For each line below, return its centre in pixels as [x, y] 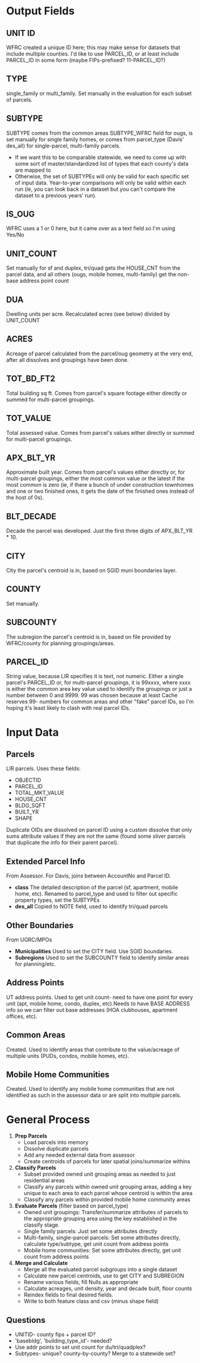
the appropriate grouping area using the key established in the [100, 1219]
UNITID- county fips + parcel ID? [55, 1334]
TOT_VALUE [29, 418]
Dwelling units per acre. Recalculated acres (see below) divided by [88, 314]
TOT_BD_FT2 [31, 379]
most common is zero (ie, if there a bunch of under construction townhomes [100, 485]
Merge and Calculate [41, 1263]
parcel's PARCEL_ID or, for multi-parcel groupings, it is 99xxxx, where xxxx [99, 682]
